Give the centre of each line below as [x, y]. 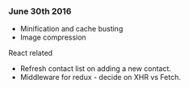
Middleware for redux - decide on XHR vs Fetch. [101, 78]
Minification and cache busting [71, 29]
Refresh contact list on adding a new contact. [96, 69]
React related [31, 53]
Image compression [53, 37]
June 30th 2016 [40, 11]
